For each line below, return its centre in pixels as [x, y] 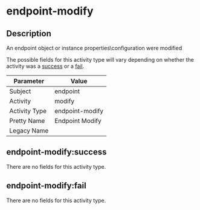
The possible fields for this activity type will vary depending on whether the [100, 60]
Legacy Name [29, 130]
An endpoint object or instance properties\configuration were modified [94, 48]
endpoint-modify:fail [46, 186]
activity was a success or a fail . [45, 66]
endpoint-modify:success [56, 152]
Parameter [29, 81]
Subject [20, 91]
